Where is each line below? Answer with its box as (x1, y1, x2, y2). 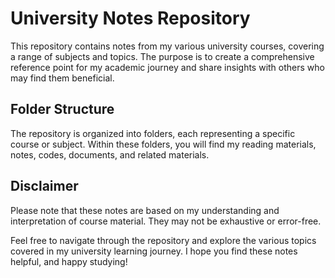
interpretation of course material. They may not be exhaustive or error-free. (10, 215, 322, 227)
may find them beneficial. (10, 72, 115, 84)
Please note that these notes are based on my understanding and (10, 204, 280, 216)
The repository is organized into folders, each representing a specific (10, 127, 296, 139)
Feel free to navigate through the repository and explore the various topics (10, 234, 317, 246)
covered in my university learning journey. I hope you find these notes (10, 245, 298, 257)
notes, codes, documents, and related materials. (10, 148, 210, 161)
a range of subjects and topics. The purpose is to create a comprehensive (10, 50, 315, 62)
